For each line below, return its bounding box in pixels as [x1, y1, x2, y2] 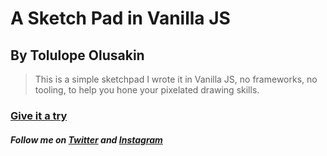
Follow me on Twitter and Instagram [10, 133, 163, 146]
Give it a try [10, 108, 68, 122]
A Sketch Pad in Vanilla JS [10, 7, 231, 30]
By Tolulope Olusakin [10, 47, 145, 64]
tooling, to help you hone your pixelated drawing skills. [34, 84, 260, 96]
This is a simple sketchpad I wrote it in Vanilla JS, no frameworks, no [34, 73, 318, 85]
